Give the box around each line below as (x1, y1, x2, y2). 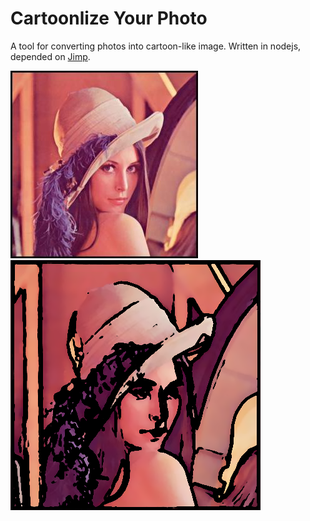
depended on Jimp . (10, 50, 91, 62)
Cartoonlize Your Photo (10, 7, 208, 30)
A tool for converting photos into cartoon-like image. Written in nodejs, (10, 40, 302, 52)
